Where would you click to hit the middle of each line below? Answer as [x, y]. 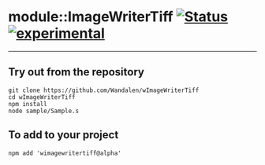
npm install [28, 104]
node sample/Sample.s [44, 111]
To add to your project [63, 135]
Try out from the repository [76, 72]
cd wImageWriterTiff [42, 97]
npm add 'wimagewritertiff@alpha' [65, 153]
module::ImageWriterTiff [91, 17]
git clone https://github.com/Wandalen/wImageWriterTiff [104, 90]
